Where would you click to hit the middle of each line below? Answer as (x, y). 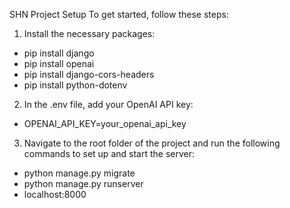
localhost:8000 (55, 194)
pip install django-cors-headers (89, 74)
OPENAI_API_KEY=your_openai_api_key (105, 123)
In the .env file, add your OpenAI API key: (108, 104)
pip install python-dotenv (75, 85)
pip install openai (59, 63)
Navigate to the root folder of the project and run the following (152, 143)
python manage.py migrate (79, 173)
